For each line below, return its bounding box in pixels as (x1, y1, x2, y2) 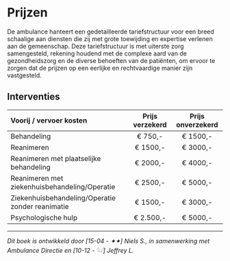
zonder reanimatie (10, 201, 70, 211)
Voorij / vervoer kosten (10, 115, 88, 125)
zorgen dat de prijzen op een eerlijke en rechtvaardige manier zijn (7, 64, 193, 72)
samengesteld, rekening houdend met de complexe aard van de (7, 49, 187, 58)
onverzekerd (176, 120, 218, 129)
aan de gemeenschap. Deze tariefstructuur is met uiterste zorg (7, 42, 184, 50)
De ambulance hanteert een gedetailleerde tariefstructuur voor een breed (7, 27, 214, 36)
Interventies (7, 91, 60, 103)
